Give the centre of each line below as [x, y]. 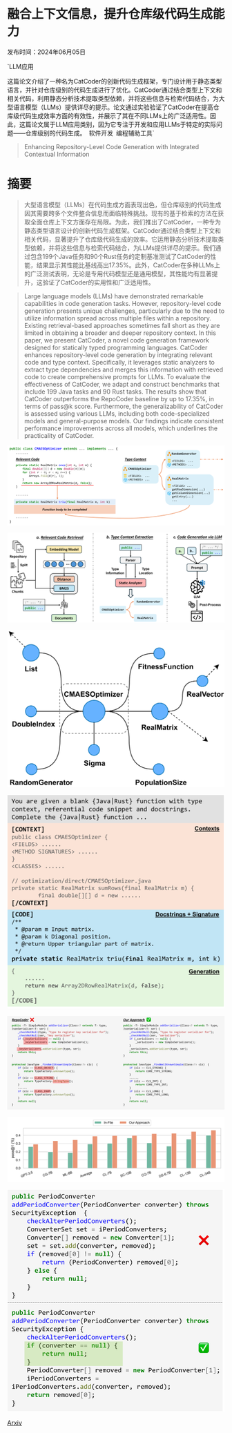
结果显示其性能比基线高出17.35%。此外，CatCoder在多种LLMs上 [128, 265]
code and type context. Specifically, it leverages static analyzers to [119, 362]
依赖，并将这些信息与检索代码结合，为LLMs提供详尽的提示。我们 [123, 248]
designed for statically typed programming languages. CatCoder [116, 347]
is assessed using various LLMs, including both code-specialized [117, 413]
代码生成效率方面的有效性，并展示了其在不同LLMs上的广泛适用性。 [115, 115]
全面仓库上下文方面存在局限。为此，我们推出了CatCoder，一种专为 [126, 222]
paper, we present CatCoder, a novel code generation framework [116, 340]
